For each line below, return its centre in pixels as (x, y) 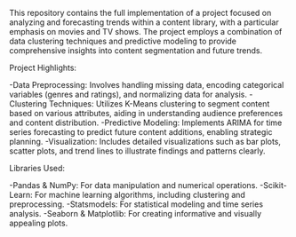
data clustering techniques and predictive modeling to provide (123, 41)
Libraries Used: (37, 168)
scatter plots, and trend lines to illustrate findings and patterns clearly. (137, 151)
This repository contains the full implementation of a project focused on (140, 13)
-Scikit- (273, 185)
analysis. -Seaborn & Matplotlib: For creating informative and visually (136, 213)
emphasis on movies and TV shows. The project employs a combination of (146, 32)
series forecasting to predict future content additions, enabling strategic (141, 132)
